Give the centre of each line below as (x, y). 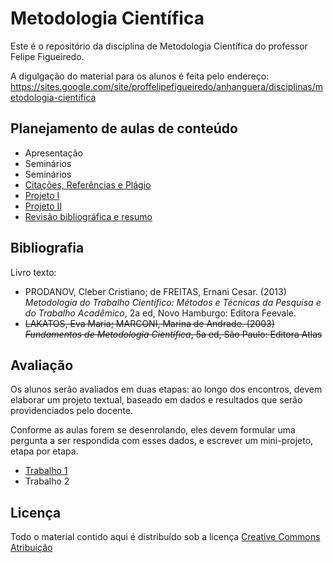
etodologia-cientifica (53, 97)
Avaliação (42, 365)
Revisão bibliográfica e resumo (88, 216)
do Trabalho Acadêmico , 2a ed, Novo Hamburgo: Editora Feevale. (160, 313)
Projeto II (43, 206)
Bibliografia (47, 248)
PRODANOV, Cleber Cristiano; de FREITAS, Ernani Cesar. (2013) (155, 291)
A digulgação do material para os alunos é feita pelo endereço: (140, 76)
